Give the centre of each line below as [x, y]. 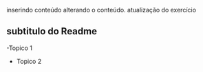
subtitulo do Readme [52, 31]
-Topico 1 [19, 48]
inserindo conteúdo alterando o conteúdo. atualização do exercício [101, 10]
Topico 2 [29, 61]
